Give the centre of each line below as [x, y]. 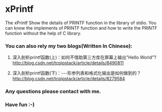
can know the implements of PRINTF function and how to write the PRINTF [81, 28]
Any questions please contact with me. [53, 91]
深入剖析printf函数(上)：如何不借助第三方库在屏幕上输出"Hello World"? [84, 57]
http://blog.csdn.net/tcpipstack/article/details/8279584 [69, 79]
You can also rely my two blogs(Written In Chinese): [69, 46]
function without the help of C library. [43, 33]
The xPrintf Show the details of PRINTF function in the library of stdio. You [81, 23]
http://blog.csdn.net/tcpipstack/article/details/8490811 [68, 63]
